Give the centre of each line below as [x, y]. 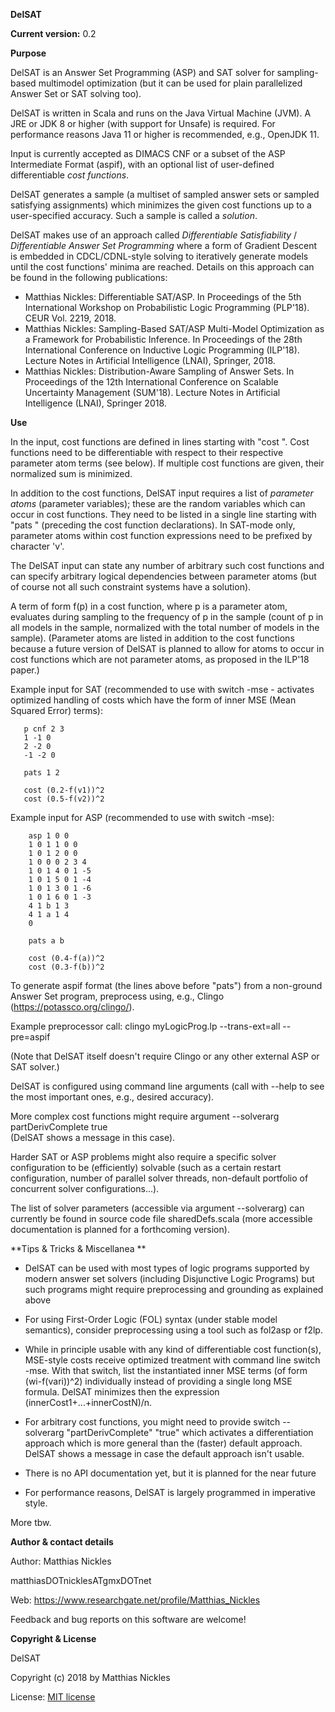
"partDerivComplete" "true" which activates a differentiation [190, 1432]
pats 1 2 [41, 773]
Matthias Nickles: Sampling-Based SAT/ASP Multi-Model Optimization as [174, 328]
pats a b [46, 941]
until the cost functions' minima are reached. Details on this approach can [162, 267]
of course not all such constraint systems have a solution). [131, 587]
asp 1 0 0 [49, 836]
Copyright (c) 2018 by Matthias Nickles [90, 1677]
